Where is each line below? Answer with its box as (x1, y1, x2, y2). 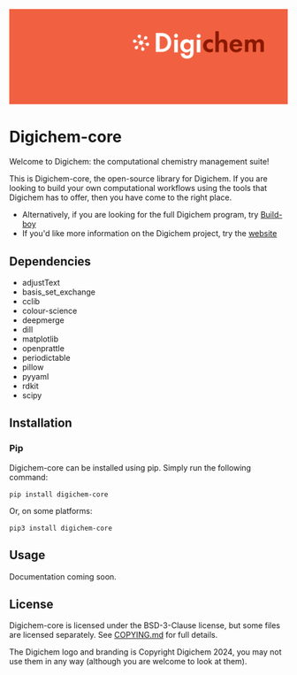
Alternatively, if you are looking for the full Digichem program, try (21, 210, 259, 220)
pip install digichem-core (9, 490, 109, 499)
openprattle (21, 343, 65, 354)
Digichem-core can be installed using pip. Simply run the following (9, 462, 252, 472)
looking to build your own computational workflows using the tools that (9, 183, 268, 194)
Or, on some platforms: (9, 505, 93, 516)
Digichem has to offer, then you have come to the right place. (9, 192, 232, 203)
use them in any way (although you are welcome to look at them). (9, 656, 247, 667)
